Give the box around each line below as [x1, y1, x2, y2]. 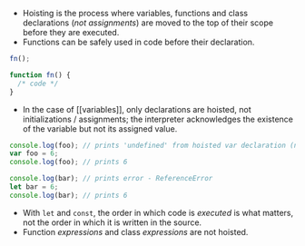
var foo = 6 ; [9, 149, 59, 158]
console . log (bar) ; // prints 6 [9, 191, 128, 200]
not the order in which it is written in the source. [22, 217, 202, 228]
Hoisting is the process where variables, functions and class [22, 8, 248, 18]
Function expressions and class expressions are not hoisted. [22, 226, 249, 237]
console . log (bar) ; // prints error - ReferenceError [9, 174, 213, 183]
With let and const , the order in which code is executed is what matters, [22, 207, 293, 218]
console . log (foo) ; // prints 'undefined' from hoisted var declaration [9, 141, 286, 150]
